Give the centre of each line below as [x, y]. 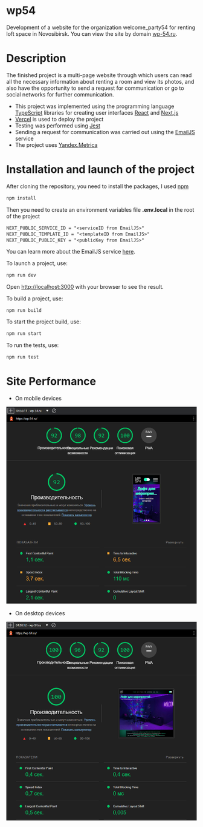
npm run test [23, 357]
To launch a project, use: [37, 263]
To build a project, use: [35, 299]
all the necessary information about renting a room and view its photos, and [100, 81]
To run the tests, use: [33, 345]
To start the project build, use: [44, 322]
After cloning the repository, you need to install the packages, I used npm [98, 186]
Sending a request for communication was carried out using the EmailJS [105, 132]
